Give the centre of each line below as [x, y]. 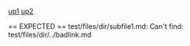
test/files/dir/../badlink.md [50, 35]
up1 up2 [21, 11]
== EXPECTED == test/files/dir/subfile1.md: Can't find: [96, 26]
